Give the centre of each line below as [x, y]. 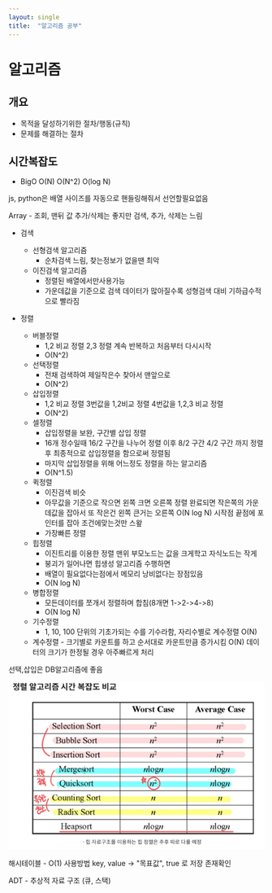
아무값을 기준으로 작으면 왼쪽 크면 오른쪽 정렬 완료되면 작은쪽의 [144, 503]
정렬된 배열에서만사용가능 [85, 281]
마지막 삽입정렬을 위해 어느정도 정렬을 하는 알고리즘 [126, 463]
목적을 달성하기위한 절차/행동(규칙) [76, 123]
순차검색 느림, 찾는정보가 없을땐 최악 [102, 260]
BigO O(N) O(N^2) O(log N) [65, 182]
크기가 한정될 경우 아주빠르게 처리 [101, 652]
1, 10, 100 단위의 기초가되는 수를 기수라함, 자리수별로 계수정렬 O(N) [151, 632]
